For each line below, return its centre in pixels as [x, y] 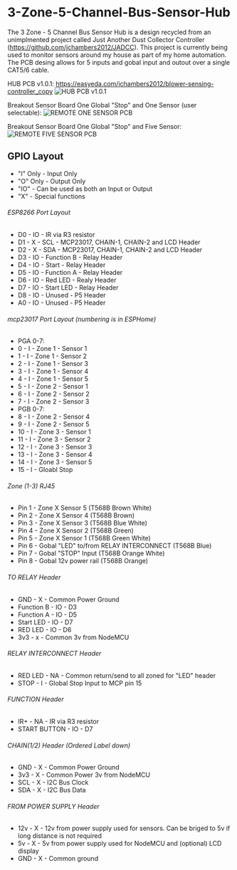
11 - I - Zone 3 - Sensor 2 [54, 439]
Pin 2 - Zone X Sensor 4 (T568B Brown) [76, 515]
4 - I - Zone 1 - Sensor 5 [53, 379]
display [28, 851]
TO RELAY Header [34, 577]
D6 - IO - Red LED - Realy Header [67, 280]
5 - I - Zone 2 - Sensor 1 [53, 387]
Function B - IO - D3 [47, 607]
